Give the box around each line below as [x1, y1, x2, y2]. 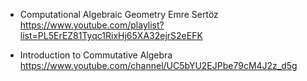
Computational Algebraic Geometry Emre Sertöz [19, 9, 219, 20]
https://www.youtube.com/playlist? [19, 19, 165, 31]
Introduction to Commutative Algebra [19, 49, 173, 61]
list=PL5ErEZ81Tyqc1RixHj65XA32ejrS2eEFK [19, 30, 203, 41]
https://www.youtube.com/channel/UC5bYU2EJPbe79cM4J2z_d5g [19, 60, 298, 71]
